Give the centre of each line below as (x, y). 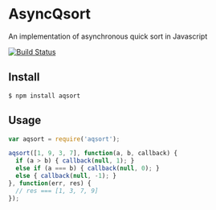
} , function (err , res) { (50, 183)
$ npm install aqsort (45, 96)
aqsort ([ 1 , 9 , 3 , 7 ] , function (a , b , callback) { (93, 154)
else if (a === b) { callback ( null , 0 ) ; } (88, 169)
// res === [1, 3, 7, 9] (57, 191)
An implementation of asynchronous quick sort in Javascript (108, 36)
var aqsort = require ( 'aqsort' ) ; (64, 139)
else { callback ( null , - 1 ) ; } (66, 176)
